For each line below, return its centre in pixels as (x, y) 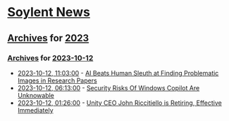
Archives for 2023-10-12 (50, 58)
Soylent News (49, 12)
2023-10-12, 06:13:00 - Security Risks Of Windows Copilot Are (109, 87)
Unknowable (36, 95)
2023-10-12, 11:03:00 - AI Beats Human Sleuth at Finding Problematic (118, 73)
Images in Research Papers (57, 80)
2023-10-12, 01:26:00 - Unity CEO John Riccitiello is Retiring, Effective (119, 103)
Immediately (36, 110)
